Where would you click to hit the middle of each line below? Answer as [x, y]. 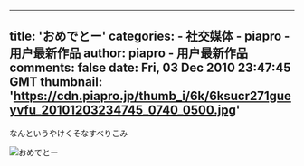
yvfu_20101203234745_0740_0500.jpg [123, 111]
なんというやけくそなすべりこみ [69, 133]
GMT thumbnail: [56, 82]
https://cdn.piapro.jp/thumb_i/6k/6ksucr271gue [152, 96]
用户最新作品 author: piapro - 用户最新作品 [129, 54]
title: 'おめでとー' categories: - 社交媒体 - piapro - [150, 37]
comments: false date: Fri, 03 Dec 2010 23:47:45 [150, 68]
